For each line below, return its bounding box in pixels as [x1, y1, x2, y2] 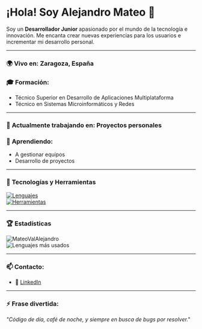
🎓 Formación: [6, 78, 49, 86]
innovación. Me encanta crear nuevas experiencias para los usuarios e [6, 31, 182, 39]
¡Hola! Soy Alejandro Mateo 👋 [6, 5, 155, 19]
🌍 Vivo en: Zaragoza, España [6, 59, 94, 67]
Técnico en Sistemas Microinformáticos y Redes [14, 101, 135, 108]
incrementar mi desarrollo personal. [6, 38, 95, 45]
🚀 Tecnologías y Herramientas [6, 178, 96, 186]
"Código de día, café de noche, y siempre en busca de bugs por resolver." [6, 316, 191, 323]
